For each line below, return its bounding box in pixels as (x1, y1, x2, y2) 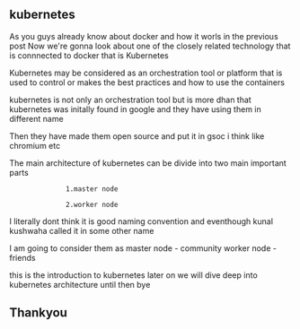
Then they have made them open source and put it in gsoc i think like (9, 130, 265, 142)
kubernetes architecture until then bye (9, 279, 151, 290)
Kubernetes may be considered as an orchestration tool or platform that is (9, 67, 283, 78)
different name (9, 113, 65, 124)
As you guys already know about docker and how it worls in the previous (9, 30, 278, 41)
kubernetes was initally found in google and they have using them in (9, 103, 262, 115)
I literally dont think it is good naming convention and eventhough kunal (9, 215, 274, 227)
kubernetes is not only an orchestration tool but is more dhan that (9, 94, 251, 105)
